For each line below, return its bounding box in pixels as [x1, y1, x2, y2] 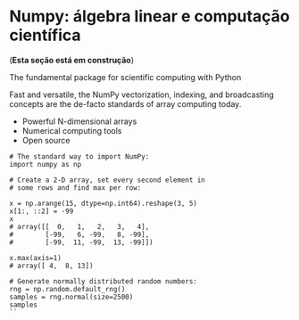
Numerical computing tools [21, 125, 122, 135]
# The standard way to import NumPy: [9, 152, 150, 161]
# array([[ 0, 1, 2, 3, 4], [9, 222, 150, 231]
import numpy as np [9, 160, 82, 168]
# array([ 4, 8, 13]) [9, 261, 94, 270]
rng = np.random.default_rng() [9, 284, 126, 293]
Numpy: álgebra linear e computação [9, 6, 290, 27]
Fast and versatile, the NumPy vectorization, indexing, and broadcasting [9, 89, 274, 100]
